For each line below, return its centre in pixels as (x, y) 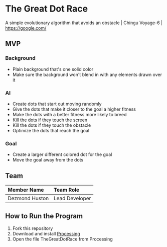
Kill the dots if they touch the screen (50, 120)
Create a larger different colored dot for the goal (62, 154)
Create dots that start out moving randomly (57, 104)
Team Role (66, 190)
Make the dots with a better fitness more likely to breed (69, 114)
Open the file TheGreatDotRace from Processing (62, 239)
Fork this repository (33, 228)
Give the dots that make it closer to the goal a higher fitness (74, 109)
